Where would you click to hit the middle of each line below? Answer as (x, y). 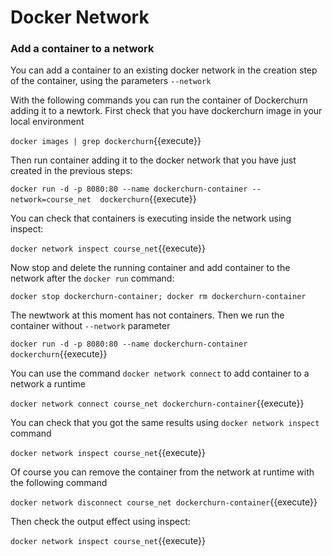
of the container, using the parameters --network (111, 81)
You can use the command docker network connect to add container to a (160, 373)
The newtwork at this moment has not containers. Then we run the (147, 315)
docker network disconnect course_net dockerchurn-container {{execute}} (164, 502)
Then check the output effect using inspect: (100, 522)
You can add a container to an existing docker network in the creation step (164, 70)
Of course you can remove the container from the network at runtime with (162, 472)
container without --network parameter (90, 326)
